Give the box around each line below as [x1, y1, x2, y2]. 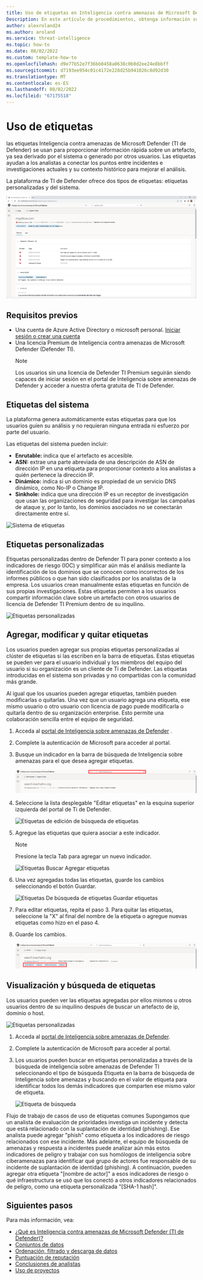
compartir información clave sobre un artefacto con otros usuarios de [6, 594, 180, 601]
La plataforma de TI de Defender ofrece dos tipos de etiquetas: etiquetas [6, 177, 188, 184]
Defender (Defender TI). [14, 345, 76, 353]
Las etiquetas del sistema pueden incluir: [6, 440, 108, 448]
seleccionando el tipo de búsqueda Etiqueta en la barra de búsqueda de [14, 1069, 195, 1076]
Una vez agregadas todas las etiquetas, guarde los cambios [14, 876, 164, 883]
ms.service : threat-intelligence [6, 35, 91, 42]
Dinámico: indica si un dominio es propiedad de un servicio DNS [14, 478, 176, 485]
